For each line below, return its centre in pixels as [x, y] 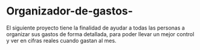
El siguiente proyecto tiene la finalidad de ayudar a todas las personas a [96, 28]
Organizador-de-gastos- [69, 11]
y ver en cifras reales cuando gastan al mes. [61, 40]
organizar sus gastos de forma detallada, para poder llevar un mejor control [100, 34]
